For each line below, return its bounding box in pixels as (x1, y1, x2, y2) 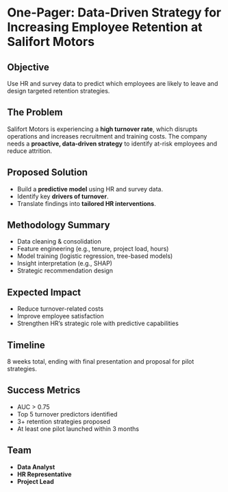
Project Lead (16, 477, 54, 485)
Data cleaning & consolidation (16, 237, 101, 246)
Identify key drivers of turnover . (16, 192, 109, 200)
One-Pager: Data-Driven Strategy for (7, 5, 221, 21)
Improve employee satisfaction (16, 312, 104, 320)
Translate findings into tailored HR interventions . (16, 199, 156, 207)
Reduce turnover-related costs (16, 305, 104, 313)
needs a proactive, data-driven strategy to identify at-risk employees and (7, 139, 218, 148)
